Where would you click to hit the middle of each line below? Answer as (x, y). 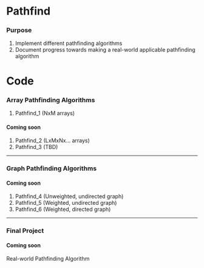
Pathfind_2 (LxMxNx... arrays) (52, 140)
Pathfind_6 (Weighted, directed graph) (63, 209)
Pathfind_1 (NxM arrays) (45, 113)
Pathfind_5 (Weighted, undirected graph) (66, 203)
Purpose (19, 30)
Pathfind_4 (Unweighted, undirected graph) (69, 196)
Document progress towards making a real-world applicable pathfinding (105, 50)
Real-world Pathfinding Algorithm (48, 259)
